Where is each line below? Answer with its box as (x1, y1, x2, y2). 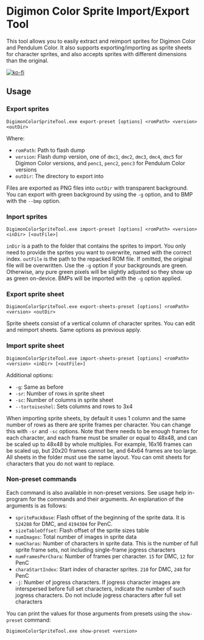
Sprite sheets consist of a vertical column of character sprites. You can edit (6, 320, 195, 327)
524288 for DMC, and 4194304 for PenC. (15, 520, 113, 527)
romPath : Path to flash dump (15, 146, 85, 154)
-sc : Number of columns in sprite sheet (15, 396, 114, 403)
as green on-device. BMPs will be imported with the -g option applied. (6, 275, 182, 282)
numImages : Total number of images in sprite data (15, 533, 137, 541)
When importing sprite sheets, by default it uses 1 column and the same (6, 414, 186, 422)
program (6, 495, 28, 503)
